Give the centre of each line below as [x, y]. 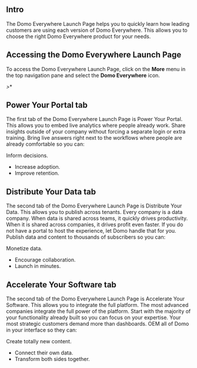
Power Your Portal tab [47, 105]
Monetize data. [24, 249]
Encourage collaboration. [45, 260]
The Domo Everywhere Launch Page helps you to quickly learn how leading [98, 24]
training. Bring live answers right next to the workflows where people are [94, 138]
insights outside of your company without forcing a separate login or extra [96, 132]
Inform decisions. [27, 156]
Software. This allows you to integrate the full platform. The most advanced [97, 305]
